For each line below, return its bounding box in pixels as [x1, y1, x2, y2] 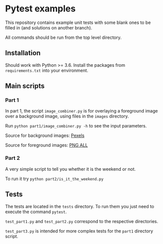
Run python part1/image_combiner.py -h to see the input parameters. [5, 123, 147, 129]
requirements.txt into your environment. [5, 67, 88, 73]
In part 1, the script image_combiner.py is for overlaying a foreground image [5, 108, 158, 114]
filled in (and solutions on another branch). [5, 24, 92, 30]
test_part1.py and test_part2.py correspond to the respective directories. [5, 218, 159, 224]
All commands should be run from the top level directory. [5, 34, 122, 40]
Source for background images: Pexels [5, 132, 84, 138]
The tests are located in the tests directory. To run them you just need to [5, 203, 155, 209]
